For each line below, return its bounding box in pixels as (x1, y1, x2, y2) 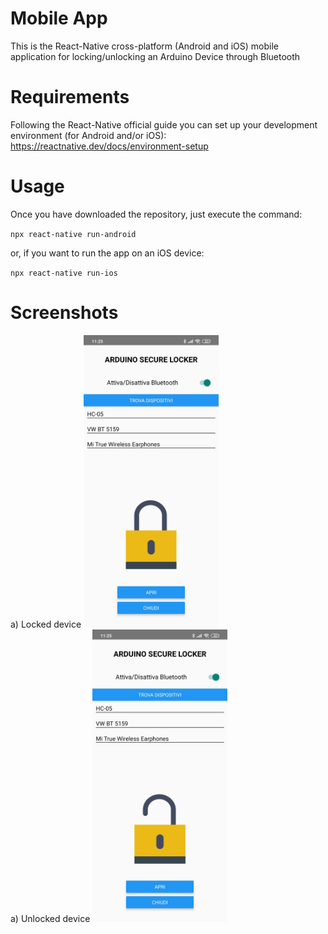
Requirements (10, 86, 130, 109)
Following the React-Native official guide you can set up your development (10, 118, 318, 131)
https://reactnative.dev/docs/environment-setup (10, 140, 209, 152)
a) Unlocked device (10, 912, 91, 924)
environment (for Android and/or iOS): (10, 129, 167, 141)
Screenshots (10, 302, 119, 324)
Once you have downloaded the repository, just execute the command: (10, 208, 303, 220)
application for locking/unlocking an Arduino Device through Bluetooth (10, 50, 301, 62)
